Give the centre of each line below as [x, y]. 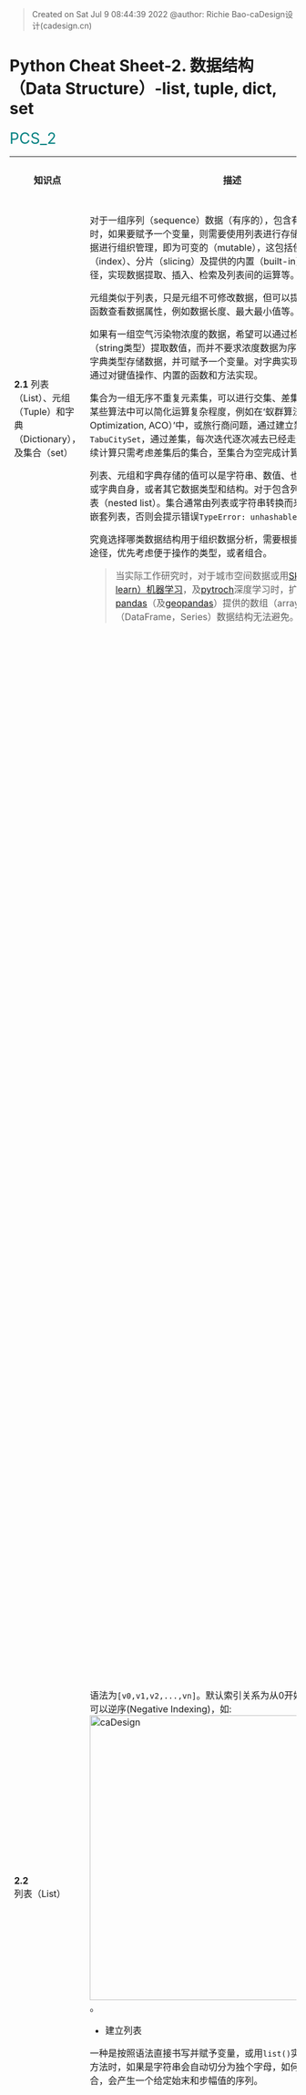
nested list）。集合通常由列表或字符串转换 [196, 502]
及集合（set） [44, 452]
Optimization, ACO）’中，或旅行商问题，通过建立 [192, 425]
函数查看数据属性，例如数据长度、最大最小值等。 [194, 311]
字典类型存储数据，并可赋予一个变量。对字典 [185, 361]
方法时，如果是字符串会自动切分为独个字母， [185, 2067]
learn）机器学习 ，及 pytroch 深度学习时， [202, 589]
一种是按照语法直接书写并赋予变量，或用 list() [190, 2053]
